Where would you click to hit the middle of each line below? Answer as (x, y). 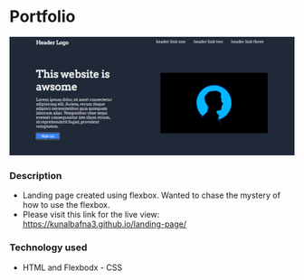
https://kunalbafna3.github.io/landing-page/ (104, 224)
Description (36, 176)
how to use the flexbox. (66, 205)
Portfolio (43, 17)
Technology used (48, 247)
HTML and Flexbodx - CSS (72, 267)
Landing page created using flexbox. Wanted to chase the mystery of (151, 195)
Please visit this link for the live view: (91, 215)
